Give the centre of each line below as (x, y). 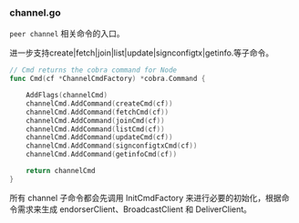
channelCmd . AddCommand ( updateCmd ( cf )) (99, 137)
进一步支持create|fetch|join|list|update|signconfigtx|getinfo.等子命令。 (142, 53)
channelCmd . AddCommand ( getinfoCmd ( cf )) (102, 155)
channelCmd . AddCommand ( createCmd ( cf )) (99, 103)
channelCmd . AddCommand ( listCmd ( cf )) (96, 129)
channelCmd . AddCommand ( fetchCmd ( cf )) (98, 112)
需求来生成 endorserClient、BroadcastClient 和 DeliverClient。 (134, 209)
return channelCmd (61, 171)
